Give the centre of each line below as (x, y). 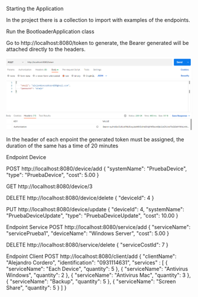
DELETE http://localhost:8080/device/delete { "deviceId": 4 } (80, 198)
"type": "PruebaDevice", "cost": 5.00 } (53, 175)
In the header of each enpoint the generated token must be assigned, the (95, 139)
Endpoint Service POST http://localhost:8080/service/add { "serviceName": (98, 227)
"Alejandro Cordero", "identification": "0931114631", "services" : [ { (87, 262)
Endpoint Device (26, 157)
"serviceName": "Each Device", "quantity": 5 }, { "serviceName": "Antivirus (97, 269)
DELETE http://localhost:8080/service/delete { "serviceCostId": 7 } (87, 244)
